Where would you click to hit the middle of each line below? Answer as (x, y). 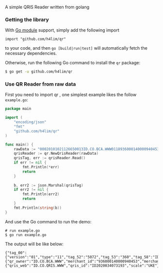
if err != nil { (30, 163)
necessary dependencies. (31, 54)
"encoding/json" (30, 122)
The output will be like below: (34, 244)
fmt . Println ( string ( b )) (38, 208)
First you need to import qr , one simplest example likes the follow (71, 95)
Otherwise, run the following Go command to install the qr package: (73, 63)
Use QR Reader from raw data (41, 84)
